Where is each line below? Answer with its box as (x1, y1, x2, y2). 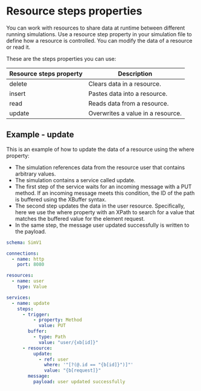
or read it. (6, 43, 31, 51)
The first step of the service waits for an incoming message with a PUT (14, 183, 192, 190)
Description (118, 69, 153, 78)
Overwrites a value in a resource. (88, 109, 182, 117)
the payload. (14, 227, 46, 235)
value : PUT (38, 323, 66, 329)
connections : (6, 250, 39, 256)
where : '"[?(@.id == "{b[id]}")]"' (44, 362, 134, 368)
